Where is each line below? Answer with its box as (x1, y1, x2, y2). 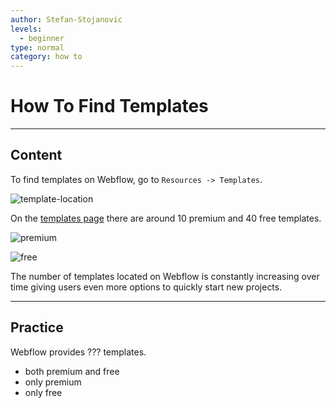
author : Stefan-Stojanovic (10, 14, 123, 25)
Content (10, 147, 63, 164)
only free (24, 386, 63, 398)
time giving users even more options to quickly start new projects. (10, 281, 283, 293)
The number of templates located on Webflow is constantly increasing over (10, 270, 320, 282)
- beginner (19, 33, 65, 43)
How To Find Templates (10, 95, 209, 118)
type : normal (10, 42, 65, 53)
